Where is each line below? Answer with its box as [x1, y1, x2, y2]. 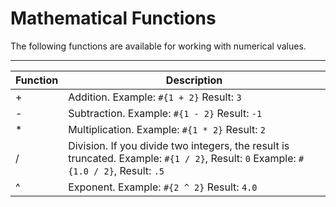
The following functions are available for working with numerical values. [10, 40, 307, 52]
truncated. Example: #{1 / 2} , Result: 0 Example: [68, 151, 297, 165]
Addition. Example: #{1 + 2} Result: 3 [68, 90, 242, 104]
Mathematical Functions [10, 7, 217, 30]
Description [165, 73, 223, 87]
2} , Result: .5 [103, 163, 165, 177]
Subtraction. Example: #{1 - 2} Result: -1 [68, 106, 263, 120]
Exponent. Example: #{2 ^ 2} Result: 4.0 [68, 180, 258, 194]
